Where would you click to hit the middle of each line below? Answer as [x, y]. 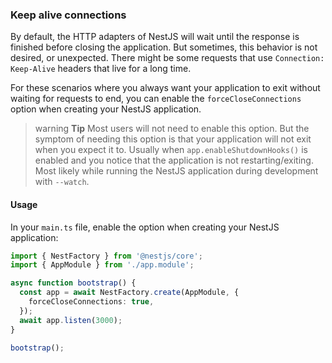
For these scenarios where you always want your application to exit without [165, 88]
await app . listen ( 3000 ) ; [71, 320]
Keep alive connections [68, 15]
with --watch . [62, 182]
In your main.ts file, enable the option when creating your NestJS [145, 227]
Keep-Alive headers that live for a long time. [101, 69]
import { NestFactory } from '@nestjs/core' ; [106, 256]
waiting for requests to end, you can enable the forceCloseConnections [156, 99]
